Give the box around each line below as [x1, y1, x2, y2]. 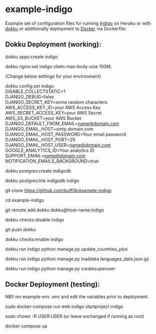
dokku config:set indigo [5, 83, 54, 89]
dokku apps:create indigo [5, 53, 58, 60]
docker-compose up [5, 323, 48, 329]
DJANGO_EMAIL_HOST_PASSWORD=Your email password [5, 131, 126, 137]
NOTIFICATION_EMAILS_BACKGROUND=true [5, 158, 99, 164]
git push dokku [5, 226, 36, 233]
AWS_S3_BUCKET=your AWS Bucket [5, 115, 82, 121]
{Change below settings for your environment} [5, 73, 101, 79]
